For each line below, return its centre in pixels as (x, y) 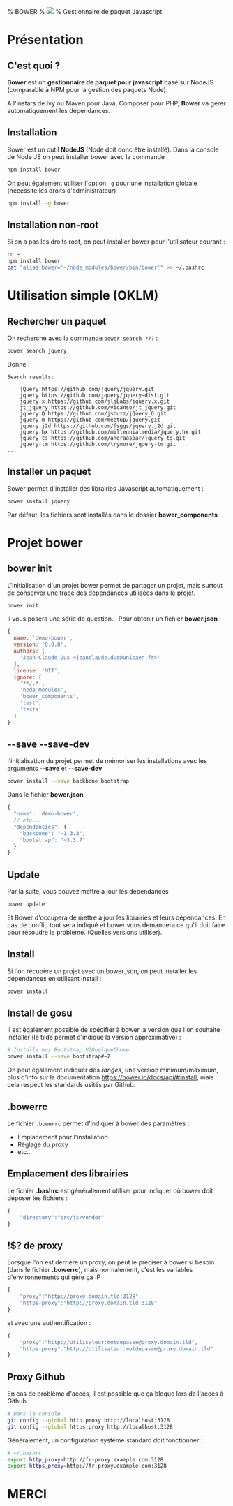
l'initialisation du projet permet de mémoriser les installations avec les (107, 761)
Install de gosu (40, 1013)
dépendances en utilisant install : (54, 978)
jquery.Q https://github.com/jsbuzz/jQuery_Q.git (93, 413)
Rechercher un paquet (57, 321)
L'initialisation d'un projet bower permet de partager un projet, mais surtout (115, 585)
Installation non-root (53, 224)
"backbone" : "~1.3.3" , (53, 833)
